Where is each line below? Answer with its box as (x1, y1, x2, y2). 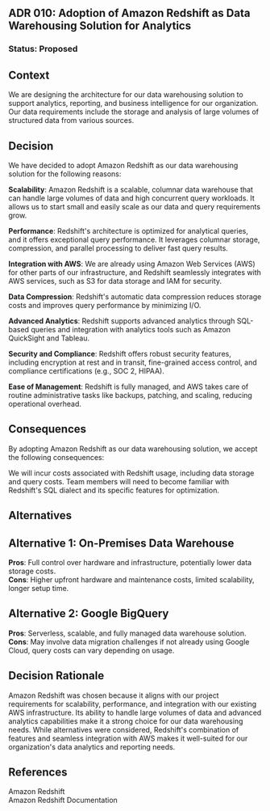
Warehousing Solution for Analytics (8, 19, 192, 33)
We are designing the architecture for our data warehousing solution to (8, 90, 243, 99)
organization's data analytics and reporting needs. (8, 741, 176, 751)
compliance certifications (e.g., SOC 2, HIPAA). (8, 365, 165, 375)
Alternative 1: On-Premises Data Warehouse (8, 536, 235, 550)
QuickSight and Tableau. (8, 333, 90, 343)
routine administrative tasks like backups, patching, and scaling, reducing (8, 390, 252, 399)
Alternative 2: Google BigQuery (8, 606, 169, 621)
